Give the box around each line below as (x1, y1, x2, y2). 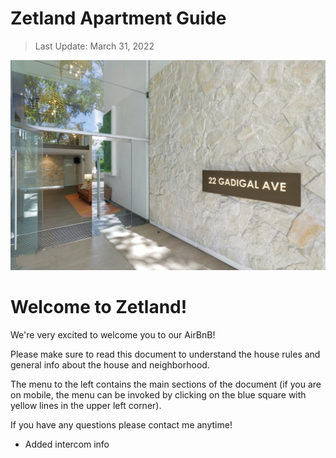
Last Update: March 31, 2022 (34, 40, 155, 52)
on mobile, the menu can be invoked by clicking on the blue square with (10, 388, 307, 401)
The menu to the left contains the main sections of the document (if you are (10, 378, 322, 390)
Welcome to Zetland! (10, 295, 188, 318)
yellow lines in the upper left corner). (10, 399, 162, 411)
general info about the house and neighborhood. (10, 358, 210, 371)
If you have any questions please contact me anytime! (10, 418, 233, 431)
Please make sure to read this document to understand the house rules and (10, 348, 321, 360)
